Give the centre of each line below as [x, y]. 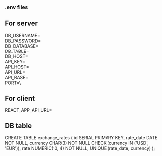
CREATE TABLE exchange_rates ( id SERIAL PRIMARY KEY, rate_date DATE [81, 138]
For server [22, 24]
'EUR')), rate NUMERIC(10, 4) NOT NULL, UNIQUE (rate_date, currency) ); [80, 148]
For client [20, 98]
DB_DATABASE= [22, 46]
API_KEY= [15, 61]
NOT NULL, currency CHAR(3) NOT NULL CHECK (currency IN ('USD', [77, 143]
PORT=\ [13, 83]
